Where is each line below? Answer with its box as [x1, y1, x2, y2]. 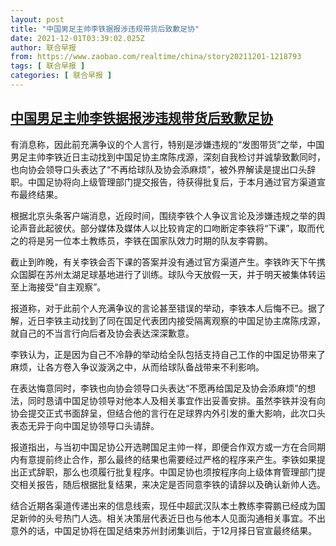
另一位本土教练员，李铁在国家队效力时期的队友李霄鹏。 [44, 234, 273, 246]
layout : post [10, 14, 65, 25]
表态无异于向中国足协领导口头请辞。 [10, 419, 160, 431]
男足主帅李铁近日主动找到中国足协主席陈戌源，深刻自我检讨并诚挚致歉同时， [10, 151, 326, 163]
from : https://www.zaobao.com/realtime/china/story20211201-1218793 [10, 52, 302, 62]
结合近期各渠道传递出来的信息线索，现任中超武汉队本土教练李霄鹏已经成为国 [10, 499, 326, 511]
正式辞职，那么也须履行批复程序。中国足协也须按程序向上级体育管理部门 [18, 466, 317, 478]
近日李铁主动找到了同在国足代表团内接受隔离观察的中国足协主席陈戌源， [27, 314, 326, 326]
